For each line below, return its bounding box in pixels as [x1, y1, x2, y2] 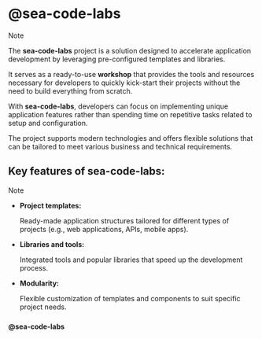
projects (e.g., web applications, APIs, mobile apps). [19, 224, 189, 234]
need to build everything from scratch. [8, 86, 133, 95]
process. [19, 263, 49, 272]
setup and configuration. [8, 118, 88, 127]
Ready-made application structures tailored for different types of [19, 216, 230, 225]
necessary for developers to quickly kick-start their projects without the [8, 78, 241, 87]
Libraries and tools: [19, 239, 85, 249]
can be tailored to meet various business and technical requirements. [8, 142, 233, 151]
